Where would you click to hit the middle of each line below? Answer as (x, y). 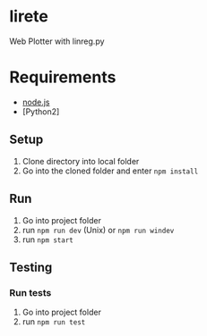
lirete (29, 17)
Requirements (63, 77)
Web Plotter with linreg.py (57, 41)
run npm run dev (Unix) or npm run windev (98, 230)
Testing (31, 267)
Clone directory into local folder (81, 161)
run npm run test (54, 322)
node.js (36, 102)
